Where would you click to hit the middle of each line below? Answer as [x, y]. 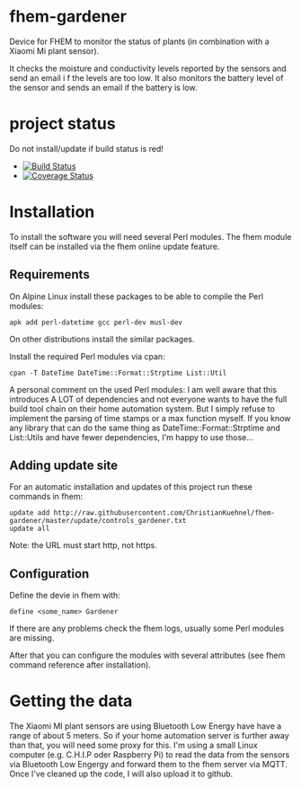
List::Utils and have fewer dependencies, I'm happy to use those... [132, 437]
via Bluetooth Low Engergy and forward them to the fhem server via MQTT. [148, 765]
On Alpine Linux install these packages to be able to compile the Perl [136, 296]
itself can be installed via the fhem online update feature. [115, 246]
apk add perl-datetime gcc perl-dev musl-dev [96, 322]
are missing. [32, 638]
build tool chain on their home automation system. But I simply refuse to [142, 408]
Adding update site [64, 466]
